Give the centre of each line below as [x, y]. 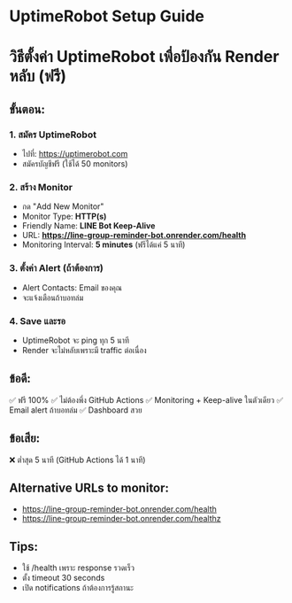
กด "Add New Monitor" [63, 206]
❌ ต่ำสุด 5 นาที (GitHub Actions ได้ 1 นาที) [77, 460]
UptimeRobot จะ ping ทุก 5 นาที [76, 340]
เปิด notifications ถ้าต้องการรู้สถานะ [78, 588]
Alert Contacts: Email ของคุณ [72, 287]
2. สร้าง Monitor [41, 187]
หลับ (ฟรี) [38, 76]
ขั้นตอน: [27, 109]
